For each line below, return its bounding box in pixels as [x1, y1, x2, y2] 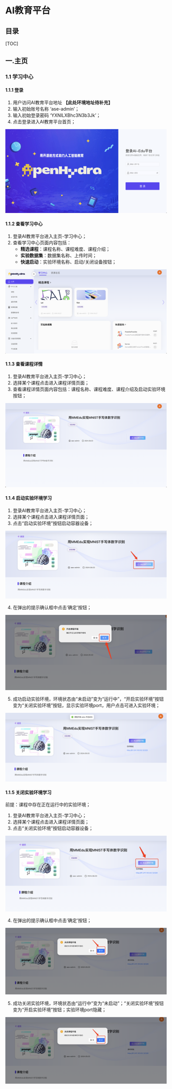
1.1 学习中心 [5, 73, 34, 80]
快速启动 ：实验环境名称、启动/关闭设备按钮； [20, 259, 117, 265]
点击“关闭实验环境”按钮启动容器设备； [12, 825, 94, 831]
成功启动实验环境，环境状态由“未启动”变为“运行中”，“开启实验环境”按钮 [12, 696, 164, 702]
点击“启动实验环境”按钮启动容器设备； [12, 520, 94, 526]
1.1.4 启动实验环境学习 [5, 495, 52, 501]
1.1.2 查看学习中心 [5, 221, 43, 227]
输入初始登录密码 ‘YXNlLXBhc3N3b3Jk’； [12, 112, 101, 118]
